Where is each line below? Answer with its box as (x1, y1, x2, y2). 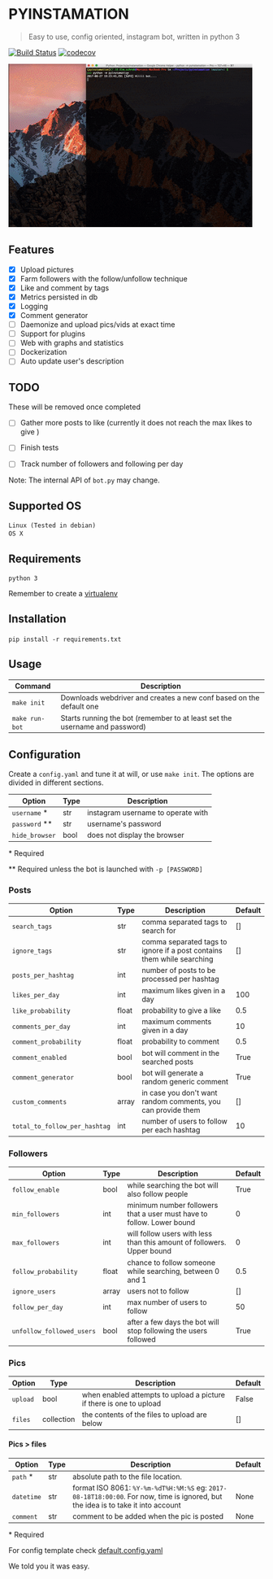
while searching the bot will (127, 1180, 219, 1190)
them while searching (141, 954, 214, 964)
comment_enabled (11, 1054, 67, 1062)
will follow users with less (127, 1229, 213, 1239)
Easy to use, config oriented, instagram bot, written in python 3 (28, 32, 240, 41)
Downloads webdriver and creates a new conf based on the (60, 693, 260, 703)
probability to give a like (141, 1005, 222, 1015)
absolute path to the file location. (72, 1472, 183, 1481)
